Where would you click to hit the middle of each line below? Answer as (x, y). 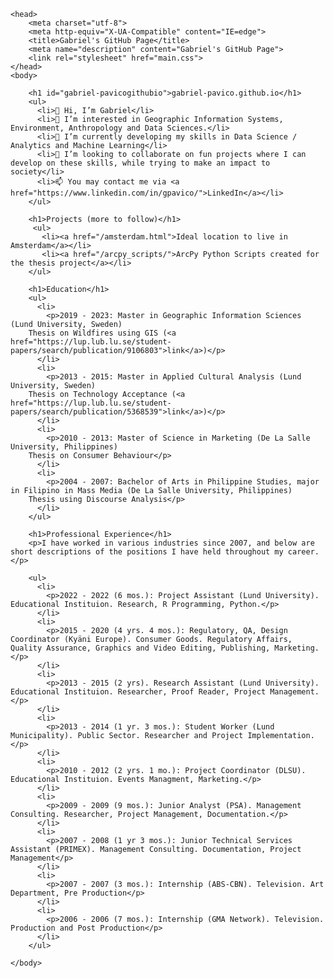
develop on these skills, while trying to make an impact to (140, 163)
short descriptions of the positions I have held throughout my (147, 552)
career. (303, 552)
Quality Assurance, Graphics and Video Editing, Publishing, (140, 648)
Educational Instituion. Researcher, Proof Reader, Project (138, 692)
